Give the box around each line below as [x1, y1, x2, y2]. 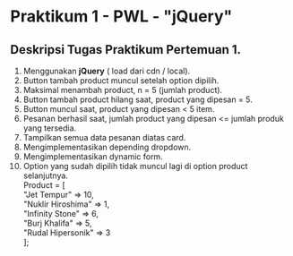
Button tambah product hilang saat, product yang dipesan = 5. [22, 94, 254, 105]
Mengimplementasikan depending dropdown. [22, 141, 192, 152]
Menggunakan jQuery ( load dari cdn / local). [22, 65, 191, 76]
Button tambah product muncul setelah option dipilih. [22, 75, 220, 86]
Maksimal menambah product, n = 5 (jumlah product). [22, 85, 223, 95]
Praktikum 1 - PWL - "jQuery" [10, 6, 233, 27]
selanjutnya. [22, 170, 68, 181]
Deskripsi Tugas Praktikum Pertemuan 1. [10, 42, 241, 57]
